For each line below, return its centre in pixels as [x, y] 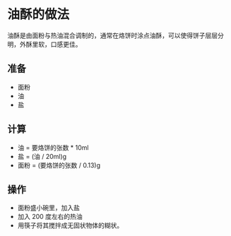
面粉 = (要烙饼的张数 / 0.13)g [59, 165]
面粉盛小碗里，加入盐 [48, 208]
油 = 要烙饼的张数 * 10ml [53, 147]
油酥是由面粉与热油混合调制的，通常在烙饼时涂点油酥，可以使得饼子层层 [112, 35]
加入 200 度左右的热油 [50, 217]
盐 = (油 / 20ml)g [42, 156]
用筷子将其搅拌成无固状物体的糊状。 [70, 225]
